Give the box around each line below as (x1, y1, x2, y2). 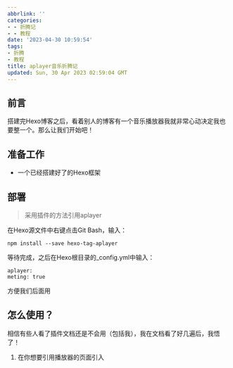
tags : (7, 43, 23, 50)
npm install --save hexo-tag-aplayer (7, 240, 118, 247)
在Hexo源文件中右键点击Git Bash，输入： (7, 226, 127, 234)
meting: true (7, 273, 46, 280)
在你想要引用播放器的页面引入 (17, 353, 104, 361)
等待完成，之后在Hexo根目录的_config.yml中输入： (7, 253, 155, 261)
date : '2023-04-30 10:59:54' (7, 37, 93, 44)
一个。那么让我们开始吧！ (19, 126, 94, 134)
